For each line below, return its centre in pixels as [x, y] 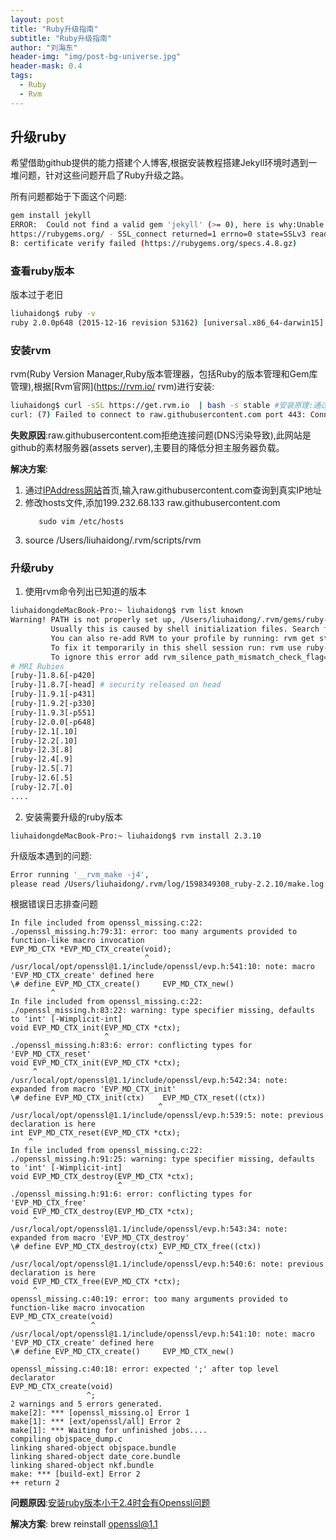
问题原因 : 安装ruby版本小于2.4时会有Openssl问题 [110, 1503]
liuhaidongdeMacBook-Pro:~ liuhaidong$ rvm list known [127, 611]
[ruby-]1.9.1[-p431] [53, 694]
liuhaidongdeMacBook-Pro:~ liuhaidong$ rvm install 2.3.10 [136, 836]
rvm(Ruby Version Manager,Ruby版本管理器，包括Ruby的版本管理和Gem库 [164, 374]
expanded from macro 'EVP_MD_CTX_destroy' [100, 1238]
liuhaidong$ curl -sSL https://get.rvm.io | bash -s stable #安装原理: [162, 406]
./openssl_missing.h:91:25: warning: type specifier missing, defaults [162, 1159]
